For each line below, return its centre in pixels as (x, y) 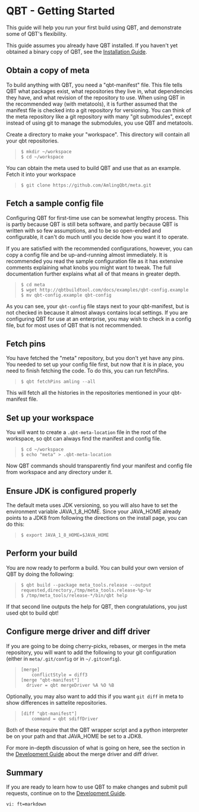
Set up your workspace (50, 418)
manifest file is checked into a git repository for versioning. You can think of (99, 110)
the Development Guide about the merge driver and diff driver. (83, 754)
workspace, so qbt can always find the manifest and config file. (84, 439)
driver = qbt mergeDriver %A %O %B (70, 685)
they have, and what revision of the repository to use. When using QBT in (96, 97)
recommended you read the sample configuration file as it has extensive (94, 261)
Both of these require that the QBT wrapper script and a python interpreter (97, 730)
